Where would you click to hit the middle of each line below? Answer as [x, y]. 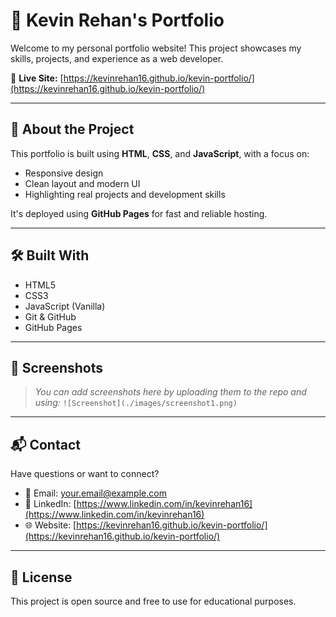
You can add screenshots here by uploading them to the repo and [170, 392]
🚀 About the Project [72, 129]
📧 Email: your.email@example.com [95, 493]
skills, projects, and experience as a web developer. [117, 58]
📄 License [41, 577]
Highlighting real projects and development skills [125, 194]
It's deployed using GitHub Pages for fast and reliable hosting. [139, 213]
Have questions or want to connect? [85, 474]
